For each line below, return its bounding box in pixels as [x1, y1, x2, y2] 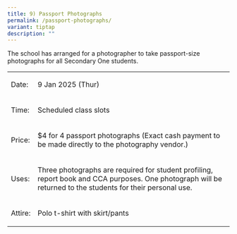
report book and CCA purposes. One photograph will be [37, 174, 222, 184]
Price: [11, 135, 30, 145]
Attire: [11, 209, 31, 218]
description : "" [7, 30, 55, 37]
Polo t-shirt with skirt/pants [37, 209, 129, 218]
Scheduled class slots [37, 105, 110, 115]
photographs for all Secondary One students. [7, 57, 139, 66]
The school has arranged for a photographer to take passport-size [7, 49, 200, 58]
